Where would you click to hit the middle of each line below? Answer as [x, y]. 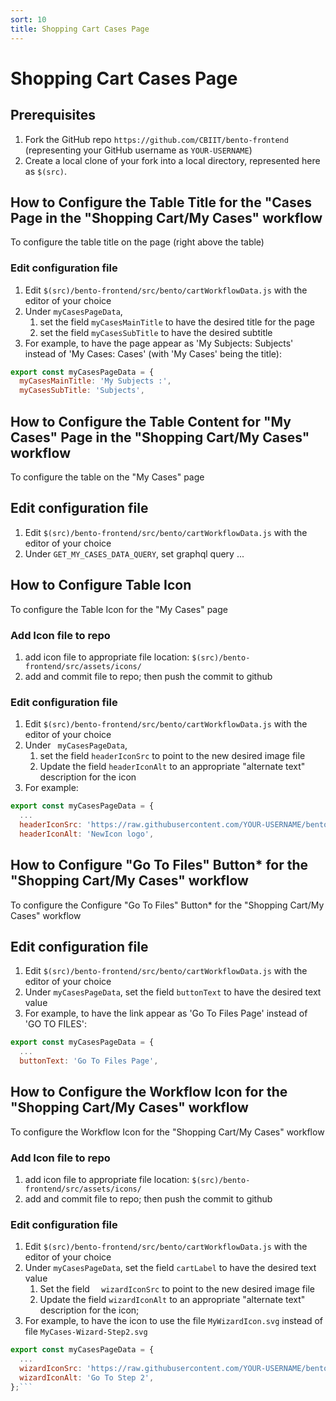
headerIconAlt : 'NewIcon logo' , [87, 834]
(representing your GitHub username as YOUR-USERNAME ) [138, 150]
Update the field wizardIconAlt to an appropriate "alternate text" [172, 1300]
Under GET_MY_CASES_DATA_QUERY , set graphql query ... [134, 553]
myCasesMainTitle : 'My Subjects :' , [95, 381]
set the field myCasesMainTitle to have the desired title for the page [177, 322]
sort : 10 [28, 19]
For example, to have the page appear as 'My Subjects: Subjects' [159, 343]
